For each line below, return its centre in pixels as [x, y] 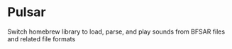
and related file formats [42, 38]
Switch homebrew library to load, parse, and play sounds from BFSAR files [116, 31]
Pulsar [27, 12]
